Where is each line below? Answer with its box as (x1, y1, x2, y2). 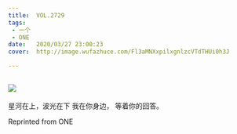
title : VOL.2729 (8, 11, 65, 20)
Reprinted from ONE (8, 117, 74, 126)
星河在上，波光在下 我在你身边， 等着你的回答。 (8, 101, 163, 110)
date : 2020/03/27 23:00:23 (8, 41, 104, 49)
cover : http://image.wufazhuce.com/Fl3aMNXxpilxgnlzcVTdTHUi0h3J (8, 48, 230, 56)
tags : (8, 19, 26, 27)
